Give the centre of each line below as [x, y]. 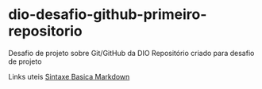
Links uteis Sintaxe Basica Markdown [69, 76]
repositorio [45, 31]
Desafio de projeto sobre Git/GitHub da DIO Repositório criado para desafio [131, 53]
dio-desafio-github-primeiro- [108, 15]
